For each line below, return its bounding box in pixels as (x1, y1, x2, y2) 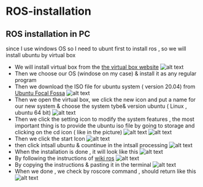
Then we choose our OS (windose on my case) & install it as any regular (14, 70, 197, 77)
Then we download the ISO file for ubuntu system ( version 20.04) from (14, 83, 196, 90)
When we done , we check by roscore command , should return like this (14, 167, 197, 175)
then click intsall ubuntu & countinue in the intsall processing (14, 142, 168, 148)
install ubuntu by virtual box (6, 52, 76, 59)
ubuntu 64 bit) (14, 109, 52, 116)
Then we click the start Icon (14, 135, 85, 142)
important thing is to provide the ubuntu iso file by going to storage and (14, 122, 195, 129)
